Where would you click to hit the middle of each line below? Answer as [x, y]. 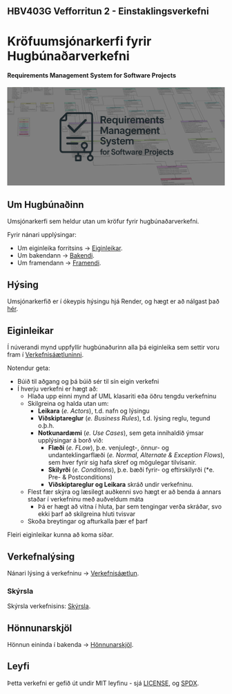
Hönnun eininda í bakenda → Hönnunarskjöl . [70, 645]
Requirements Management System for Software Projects [92, 75]
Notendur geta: [29, 368]
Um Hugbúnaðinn [46, 205]
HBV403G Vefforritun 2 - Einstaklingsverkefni [108, 11]
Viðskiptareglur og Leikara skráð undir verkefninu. [120, 485]
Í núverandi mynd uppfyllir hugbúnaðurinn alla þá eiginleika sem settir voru [113, 347]
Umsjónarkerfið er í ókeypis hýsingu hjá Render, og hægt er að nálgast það [113, 301]
